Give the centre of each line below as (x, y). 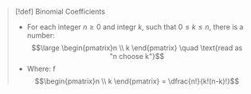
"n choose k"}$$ (137, 56)
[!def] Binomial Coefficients (60, 12)
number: (41, 35)
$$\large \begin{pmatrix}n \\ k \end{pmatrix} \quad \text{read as (137, 48)
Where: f (41, 69)
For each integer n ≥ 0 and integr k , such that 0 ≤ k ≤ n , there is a (135, 27)
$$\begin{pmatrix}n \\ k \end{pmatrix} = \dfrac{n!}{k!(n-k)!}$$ (137, 81)
